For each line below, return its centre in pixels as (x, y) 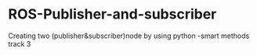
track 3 (20, 43)
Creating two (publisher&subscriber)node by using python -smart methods (129, 36)
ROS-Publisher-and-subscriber (112, 14)
